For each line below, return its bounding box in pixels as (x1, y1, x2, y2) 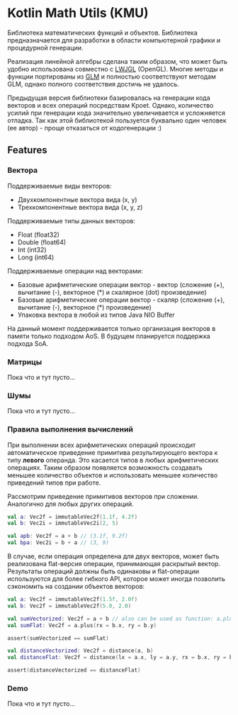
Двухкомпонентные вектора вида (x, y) (17, 195, 137, 203)
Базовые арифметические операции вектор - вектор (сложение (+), (17, 280, 225, 288)
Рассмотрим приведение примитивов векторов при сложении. (7, 492, 200, 500)
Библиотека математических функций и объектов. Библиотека (7, 28, 198, 37)
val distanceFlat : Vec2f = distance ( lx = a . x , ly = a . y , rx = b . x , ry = (7, 654, 227, 661)
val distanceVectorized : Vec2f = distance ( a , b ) (7, 647, 154, 655)
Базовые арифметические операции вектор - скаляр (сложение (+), (17, 295, 225, 304)
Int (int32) (17, 245, 47, 254)
